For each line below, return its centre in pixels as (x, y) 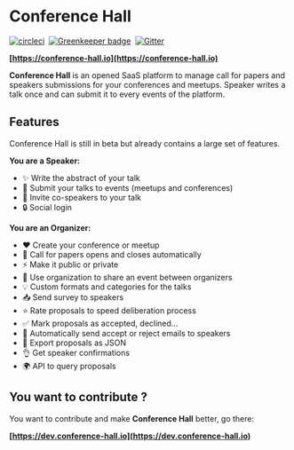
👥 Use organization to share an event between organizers (127, 277)
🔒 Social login (47, 207)
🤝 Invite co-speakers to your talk (82, 197)
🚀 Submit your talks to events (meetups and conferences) (127, 187)
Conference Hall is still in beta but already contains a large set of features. (145, 143)
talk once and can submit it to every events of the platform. (117, 94)
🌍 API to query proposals (69, 366)
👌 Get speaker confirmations (76, 352)
